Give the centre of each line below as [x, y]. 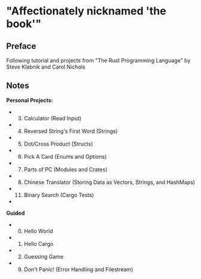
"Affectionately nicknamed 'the [86, 11]
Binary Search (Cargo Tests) [59, 195]
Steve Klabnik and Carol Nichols [46, 67]
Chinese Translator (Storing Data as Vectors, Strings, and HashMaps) [109, 182]
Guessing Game [44, 256]
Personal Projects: [30, 100]
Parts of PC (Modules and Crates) [66, 169]
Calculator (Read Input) [52, 118]
